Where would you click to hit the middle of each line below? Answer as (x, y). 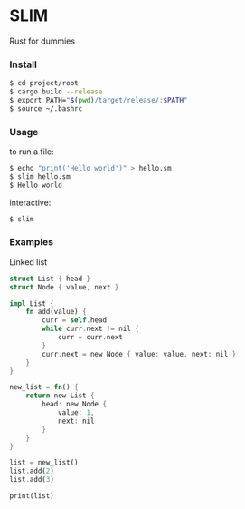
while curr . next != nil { (91, 329)
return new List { (60, 396)
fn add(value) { (57, 312)
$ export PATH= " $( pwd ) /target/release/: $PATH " (99, 100)
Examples (32, 242)
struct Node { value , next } (64, 287)
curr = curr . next (90, 338)
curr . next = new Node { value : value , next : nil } (139, 354)
